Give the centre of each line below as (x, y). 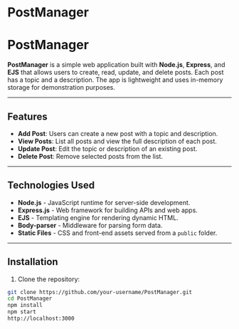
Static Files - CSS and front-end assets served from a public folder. (117, 233)
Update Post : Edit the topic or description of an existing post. (107, 148)
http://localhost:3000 (41, 319)
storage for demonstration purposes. (62, 88)
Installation (33, 262)
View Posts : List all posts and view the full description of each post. (117, 141)
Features (27, 116)
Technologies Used (51, 186)
